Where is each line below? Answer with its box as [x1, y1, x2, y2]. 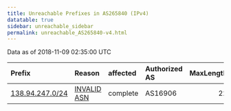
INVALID [74, 84, 102, 94]
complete [108, 88, 139, 98]
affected [108, 69, 137, 78]
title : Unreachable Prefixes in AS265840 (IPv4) [7, 10, 149, 17]
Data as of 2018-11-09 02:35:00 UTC [7, 48, 111, 56]
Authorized [145, 64, 184, 74]
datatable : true [7, 16, 54, 23]
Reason [74, 69, 100, 78]
